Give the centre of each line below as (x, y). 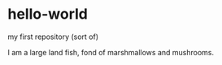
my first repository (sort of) (53, 37)
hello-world (48, 14)
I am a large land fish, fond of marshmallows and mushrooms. (111, 52)
